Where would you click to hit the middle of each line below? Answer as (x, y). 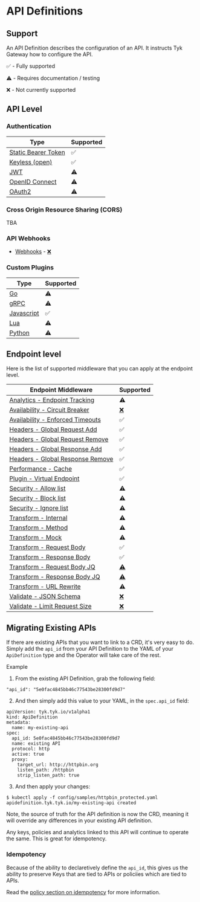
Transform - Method (39, 528)
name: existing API (36, 744)
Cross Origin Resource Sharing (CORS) (64, 210)
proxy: (20, 759)
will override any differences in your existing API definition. (79, 820)
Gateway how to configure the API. (50, 54)
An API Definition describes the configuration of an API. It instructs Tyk (95, 48)
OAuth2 (20, 192)
